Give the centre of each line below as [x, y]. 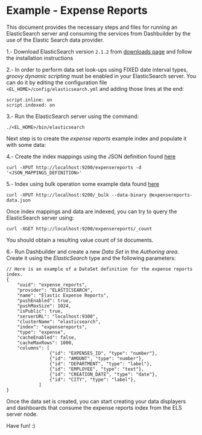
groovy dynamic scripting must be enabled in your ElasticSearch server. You [101, 76]
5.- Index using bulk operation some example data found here [83, 184]
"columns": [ [33, 348]
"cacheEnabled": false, [47, 338]
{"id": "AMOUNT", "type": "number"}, [97, 359]
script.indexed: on [31, 105]
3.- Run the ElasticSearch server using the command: [73, 116]
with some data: [26, 144]
